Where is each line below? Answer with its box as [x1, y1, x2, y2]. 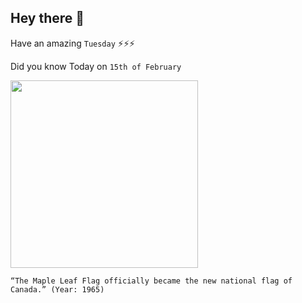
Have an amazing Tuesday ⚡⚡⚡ [10, 37, 136, 49]
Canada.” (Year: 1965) [10, 284, 105, 295]
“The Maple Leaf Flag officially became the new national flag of [10, 276, 293, 286]
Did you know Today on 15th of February [10, 60, 182, 72]
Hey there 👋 [10, 10, 85, 27]
